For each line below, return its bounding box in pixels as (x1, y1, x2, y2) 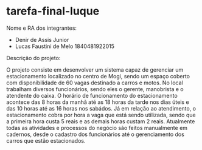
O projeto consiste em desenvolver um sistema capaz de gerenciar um (6, 66, 184, 73)
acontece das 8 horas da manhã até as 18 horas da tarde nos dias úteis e (6, 98, 190, 106)
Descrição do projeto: (6, 54, 61, 61)
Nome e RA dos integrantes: (6, 24, 77, 32)
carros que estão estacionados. (6, 137, 86, 144)
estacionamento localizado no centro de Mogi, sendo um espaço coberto (6, 72, 190, 80)
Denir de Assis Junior (15, 36, 69, 43)
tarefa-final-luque (6, 4, 100, 18)
